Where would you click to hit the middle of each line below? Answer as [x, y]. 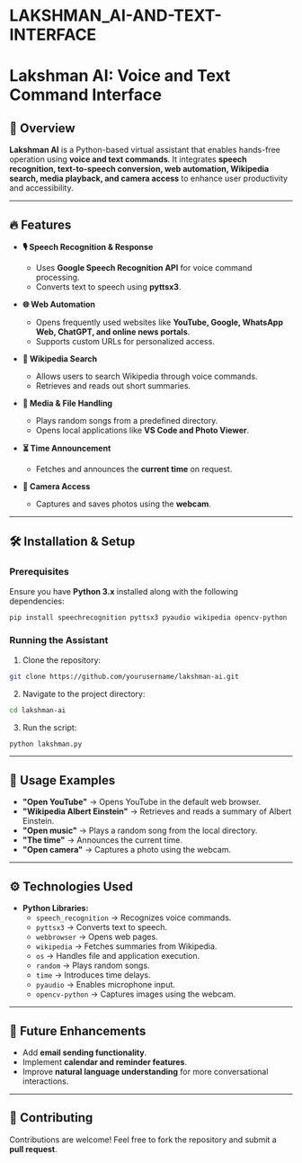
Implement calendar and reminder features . [104, 1061]
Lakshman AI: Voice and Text [120, 76]
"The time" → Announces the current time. [102, 840]
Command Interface [85, 95]
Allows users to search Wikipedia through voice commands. [147, 376]
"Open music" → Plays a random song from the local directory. [140, 831]
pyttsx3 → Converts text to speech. [102, 927]
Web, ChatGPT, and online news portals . [113, 332]
